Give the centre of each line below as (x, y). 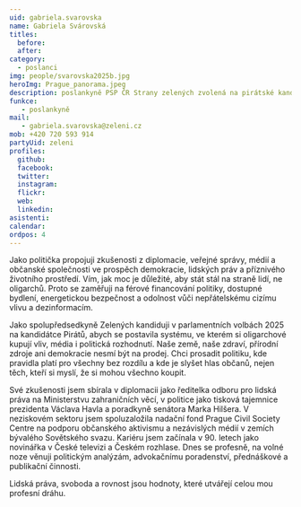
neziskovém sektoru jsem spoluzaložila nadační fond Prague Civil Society (145, 419)
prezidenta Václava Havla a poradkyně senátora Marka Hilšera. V (129, 409)
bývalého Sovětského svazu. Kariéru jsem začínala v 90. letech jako (134, 438)
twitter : (34, 176)
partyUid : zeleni (42, 143)
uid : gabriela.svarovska (56, 17)
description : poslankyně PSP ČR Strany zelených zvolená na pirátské (142, 92)
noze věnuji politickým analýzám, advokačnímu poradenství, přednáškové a (149, 457)
